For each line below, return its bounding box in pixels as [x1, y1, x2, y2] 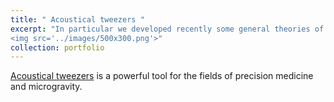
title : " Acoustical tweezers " [10, 14, 145, 25]
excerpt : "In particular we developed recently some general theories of [10, 24, 325, 34]
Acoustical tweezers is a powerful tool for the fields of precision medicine [10, 70, 314, 82]
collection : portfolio [10, 42, 105, 53]
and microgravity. [10, 81, 83, 93]
